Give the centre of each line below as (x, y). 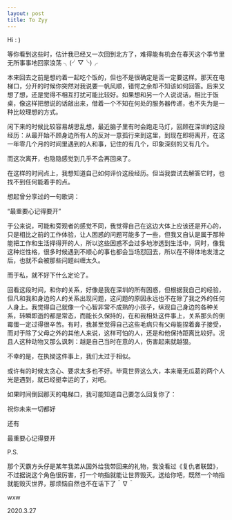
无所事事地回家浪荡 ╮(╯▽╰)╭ (53, 62)
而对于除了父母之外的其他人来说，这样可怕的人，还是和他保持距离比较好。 (113, 333)
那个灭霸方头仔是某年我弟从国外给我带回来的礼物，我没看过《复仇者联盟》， (115, 466)
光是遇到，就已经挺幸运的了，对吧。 (59, 379)
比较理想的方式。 (37, 112)
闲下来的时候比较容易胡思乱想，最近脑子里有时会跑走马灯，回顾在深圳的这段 (116, 126)
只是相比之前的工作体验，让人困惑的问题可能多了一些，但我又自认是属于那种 (116, 234)
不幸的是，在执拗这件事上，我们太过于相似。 (71, 356)
